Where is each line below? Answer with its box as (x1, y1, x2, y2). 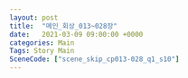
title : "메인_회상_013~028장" (9, 22, 117, 30)
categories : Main (9, 38, 75, 48)
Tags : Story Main (9, 47, 75, 56)
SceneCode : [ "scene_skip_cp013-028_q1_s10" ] (9, 55, 180, 64)
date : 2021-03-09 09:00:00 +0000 (9, 30, 144, 39)
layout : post (9, 13, 59, 22)
